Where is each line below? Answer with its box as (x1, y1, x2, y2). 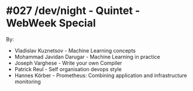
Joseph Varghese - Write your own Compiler (14, 60, 122, 66)
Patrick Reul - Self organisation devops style (14, 65, 122, 72)
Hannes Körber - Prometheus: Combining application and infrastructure (14, 72, 187, 79)
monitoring (14, 78, 41, 85)
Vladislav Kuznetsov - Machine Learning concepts (14, 47, 136, 54)
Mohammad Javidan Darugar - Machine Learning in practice (14, 53, 160, 60)
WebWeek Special (6, 16, 96, 30)
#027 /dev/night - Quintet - (6, 4, 140, 17)
